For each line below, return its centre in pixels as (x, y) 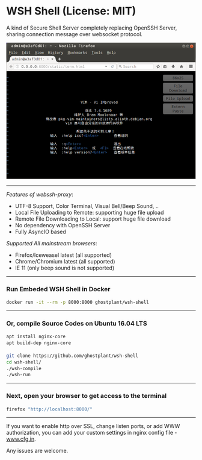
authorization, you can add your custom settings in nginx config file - (92, 433)
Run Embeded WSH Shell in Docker (58, 289)
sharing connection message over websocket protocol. (75, 34)
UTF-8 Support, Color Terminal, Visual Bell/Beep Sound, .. (87, 206)
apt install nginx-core (36, 337)
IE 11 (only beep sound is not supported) (65, 268)
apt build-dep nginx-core (38, 343)
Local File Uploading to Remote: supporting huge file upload (89, 212)
